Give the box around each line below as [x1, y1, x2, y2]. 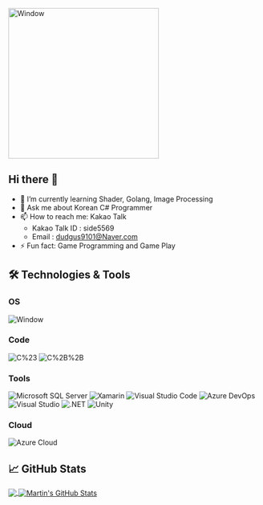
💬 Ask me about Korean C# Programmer [19, 202, 153, 212]
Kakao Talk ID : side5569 [31, 223, 115, 233]
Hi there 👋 [8, 173, 59, 186]
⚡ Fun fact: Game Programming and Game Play [19, 241, 176, 250]
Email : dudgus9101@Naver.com [31, 231, 138, 241]
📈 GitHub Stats [8, 462, 87, 475]
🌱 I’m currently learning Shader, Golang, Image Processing [19, 193, 214, 204]
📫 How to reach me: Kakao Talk [19, 211, 127, 221]
